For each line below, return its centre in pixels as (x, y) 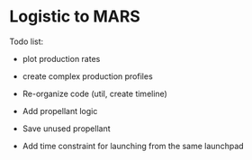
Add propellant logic (60, 111)
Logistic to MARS (75, 17)
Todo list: (27, 41)
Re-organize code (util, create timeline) (95, 93)
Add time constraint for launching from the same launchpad (133, 146)
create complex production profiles (87, 76)
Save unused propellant (66, 129)
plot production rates (61, 58)
